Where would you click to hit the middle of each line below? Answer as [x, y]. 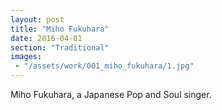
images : [26, 57]
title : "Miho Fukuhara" [60, 29]
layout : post [37, 19]
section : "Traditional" [60, 47]
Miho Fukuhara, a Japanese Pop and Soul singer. [111, 94]
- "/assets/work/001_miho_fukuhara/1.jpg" [104, 66]
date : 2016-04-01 [46, 38]
